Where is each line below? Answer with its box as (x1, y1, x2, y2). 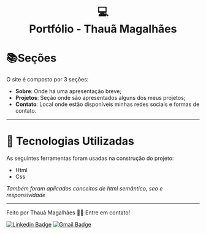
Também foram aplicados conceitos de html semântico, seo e (6, 185, 163, 192)
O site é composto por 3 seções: (6, 76, 89, 83)
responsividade (6, 191, 46, 199)
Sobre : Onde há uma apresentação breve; (15, 88, 121, 95)
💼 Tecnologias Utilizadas (6, 134, 135, 148)
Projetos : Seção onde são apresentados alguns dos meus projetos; (15, 94, 186, 102)
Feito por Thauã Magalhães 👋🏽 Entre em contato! (6, 209, 131, 216)
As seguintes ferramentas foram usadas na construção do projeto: (6, 154, 174, 162)
